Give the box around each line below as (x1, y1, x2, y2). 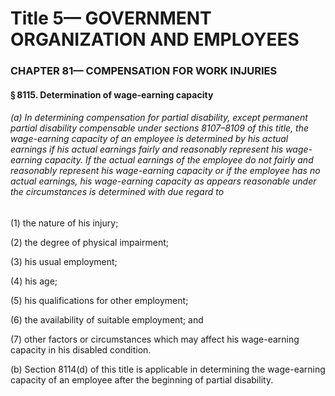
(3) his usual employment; (10, 255, 118, 267)
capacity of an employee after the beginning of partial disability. (10, 373, 274, 386)
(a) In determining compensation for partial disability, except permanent (10, 112, 308, 124)
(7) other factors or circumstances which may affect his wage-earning (10, 333, 300, 345)
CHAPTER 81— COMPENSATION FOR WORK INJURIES (10, 64, 278, 78)
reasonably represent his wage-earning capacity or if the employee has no (10, 165, 321, 177)
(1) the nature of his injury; (10, 217, 119, 229)
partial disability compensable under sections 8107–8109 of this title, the (10, 122, 310, 134)
